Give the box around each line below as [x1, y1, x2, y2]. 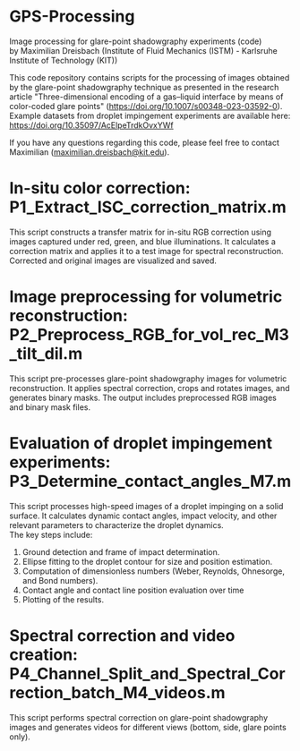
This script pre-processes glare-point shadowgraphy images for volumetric [9, 373, 287, 384]
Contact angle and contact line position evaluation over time [21, 585, 244, 595]
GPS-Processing [9, 6, 135, 27]
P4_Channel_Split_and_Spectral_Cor [9, 663, 286, 684]
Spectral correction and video [9, 625, 236, 645]
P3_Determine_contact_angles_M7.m [9, 472, 292, 491]
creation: [9, 644, 79, 664]
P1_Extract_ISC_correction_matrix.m [9, 197, 287, 218]
